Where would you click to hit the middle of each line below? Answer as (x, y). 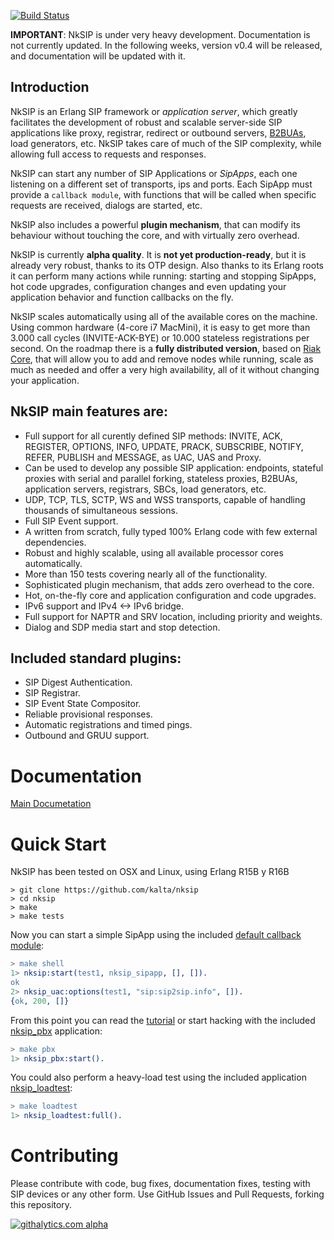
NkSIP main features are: (89, 411)
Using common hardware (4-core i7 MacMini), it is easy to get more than (160, 327)
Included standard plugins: (96, 658)
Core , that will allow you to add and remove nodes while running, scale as (162, 359)
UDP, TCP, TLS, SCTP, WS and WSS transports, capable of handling (165, 499)
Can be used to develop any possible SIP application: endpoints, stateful (174, 467)
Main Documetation (51, 804)
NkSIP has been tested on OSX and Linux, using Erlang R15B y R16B (150, 872)
